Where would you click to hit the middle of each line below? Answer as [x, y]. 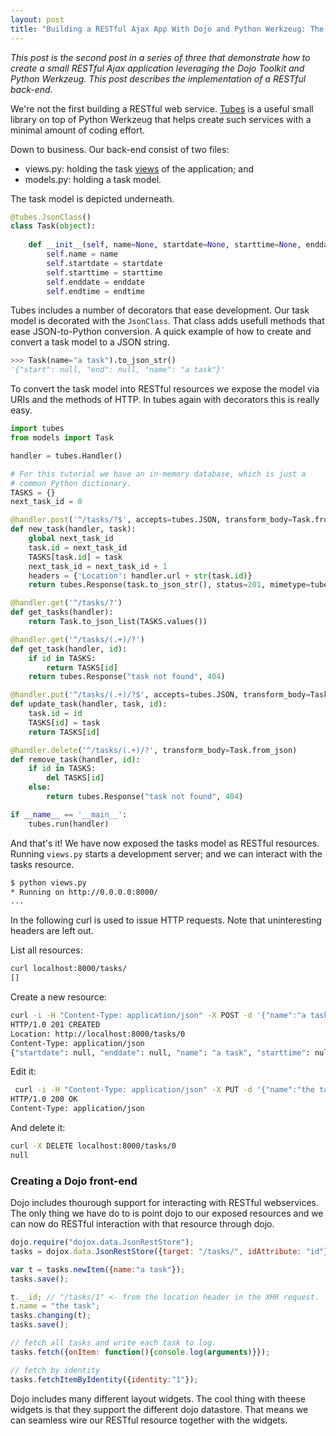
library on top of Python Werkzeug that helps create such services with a [161, 119]
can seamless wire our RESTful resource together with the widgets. [149, 1420]
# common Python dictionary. [71, 483]
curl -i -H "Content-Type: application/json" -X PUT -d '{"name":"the [164, 1090]
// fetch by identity [55, 1370]
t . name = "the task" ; [55, 1306]
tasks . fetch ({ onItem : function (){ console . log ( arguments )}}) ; [140, 1352]
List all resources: [46, 950]
